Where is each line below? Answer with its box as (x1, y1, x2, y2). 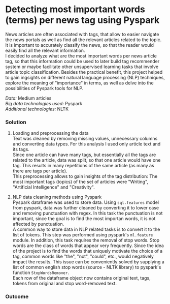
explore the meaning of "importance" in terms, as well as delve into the (5, 80, 154, 86)
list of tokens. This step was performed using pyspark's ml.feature (12, 232, 153, 238)
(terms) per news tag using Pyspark (5, 14, 160, 26)
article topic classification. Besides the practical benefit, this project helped (5, 69, 163, 75)
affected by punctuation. (12, 221, 64, 227)
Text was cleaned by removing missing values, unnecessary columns (12, 136, 158, 142)
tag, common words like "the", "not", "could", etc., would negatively (12, 253, 154, 260)
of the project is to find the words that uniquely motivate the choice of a (12, 248, 163, 254)
